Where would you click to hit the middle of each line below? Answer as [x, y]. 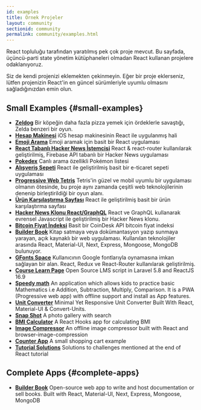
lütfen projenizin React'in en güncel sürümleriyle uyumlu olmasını [87, 83]
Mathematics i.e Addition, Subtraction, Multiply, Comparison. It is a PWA [104, 289]
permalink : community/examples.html [52, 34]
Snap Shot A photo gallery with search [63, 315]
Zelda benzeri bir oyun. [44, 129]
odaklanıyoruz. [25, 65]
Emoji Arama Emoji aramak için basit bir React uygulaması [87, 142]
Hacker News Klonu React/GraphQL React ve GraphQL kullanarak [98, 212]
